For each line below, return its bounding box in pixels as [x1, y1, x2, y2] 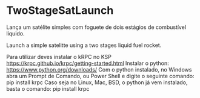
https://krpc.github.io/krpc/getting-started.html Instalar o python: [6, 60, 169, 67]
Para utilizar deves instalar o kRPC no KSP [6, 53, 112, 60]
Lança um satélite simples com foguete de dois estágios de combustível [6, 23, 187, 31]
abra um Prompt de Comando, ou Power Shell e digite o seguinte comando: [6, 72, 195, 79]
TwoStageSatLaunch [6, 4, 114, 17]
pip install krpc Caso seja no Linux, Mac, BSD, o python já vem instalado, [6, 79, 188, 86]
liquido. [6, 29, 25, 37]
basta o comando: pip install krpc [6, 85, 90, 92]
